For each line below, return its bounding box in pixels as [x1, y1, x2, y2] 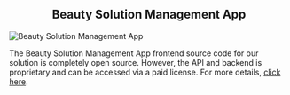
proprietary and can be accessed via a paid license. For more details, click [9, 67, 281, 77]
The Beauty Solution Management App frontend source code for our [9, 48, 259, 59]
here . [9, 75, 28, 87]
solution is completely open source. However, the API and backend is [9, 57, 263, 67]
